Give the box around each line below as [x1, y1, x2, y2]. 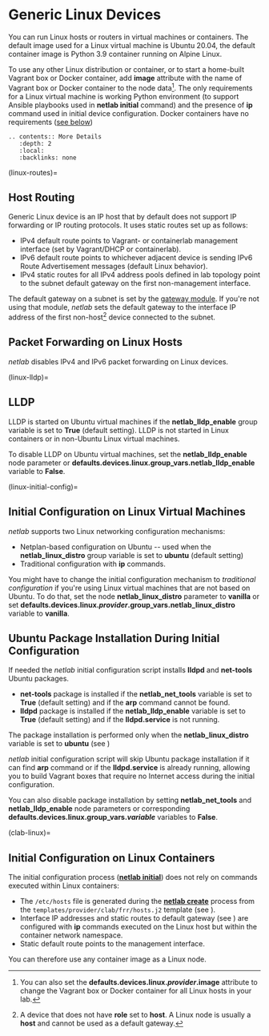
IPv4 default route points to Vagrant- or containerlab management [19, 236, 239, 246]
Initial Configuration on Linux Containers [8, 851, 215, 865]
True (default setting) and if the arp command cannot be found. [19, 698, 231, 708]
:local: [18, 147, 45, 155]
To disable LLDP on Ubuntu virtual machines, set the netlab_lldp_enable [8, 449, 247, 459]
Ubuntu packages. [8, 674, 70, 684]
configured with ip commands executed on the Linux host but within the [19, 922, 258, 932]
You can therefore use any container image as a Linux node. [8, 954, 207, 964]
